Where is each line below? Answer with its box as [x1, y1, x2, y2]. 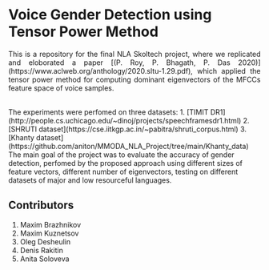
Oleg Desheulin [19, 236, 71, 246]
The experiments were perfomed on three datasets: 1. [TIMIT [8, 107, 209, 117]
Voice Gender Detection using [8, 6, 212, 24]
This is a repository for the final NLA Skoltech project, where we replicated [8, 49, 261, 58]
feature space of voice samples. [8, 83, 114, 93]
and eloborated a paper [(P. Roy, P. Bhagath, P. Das [8, 58, 231, 67]
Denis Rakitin [19, 245, 64, 255]
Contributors [8, 199, 74, 212]
